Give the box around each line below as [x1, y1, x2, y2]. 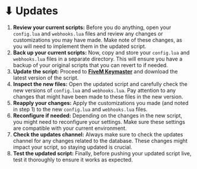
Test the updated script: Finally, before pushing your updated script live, [12, 149, 192, 157]
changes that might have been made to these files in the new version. [12, 93, 183, 100]
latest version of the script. [12, 74, 79, 81]
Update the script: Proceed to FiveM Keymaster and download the [12, 68, 178, 75]
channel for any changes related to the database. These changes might [12, 137, 188, 144]
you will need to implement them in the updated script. [12, 43, 147, 50]
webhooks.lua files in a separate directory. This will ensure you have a [12, 55, 183, 62]
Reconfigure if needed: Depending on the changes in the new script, [12, 111, 183, 119]
